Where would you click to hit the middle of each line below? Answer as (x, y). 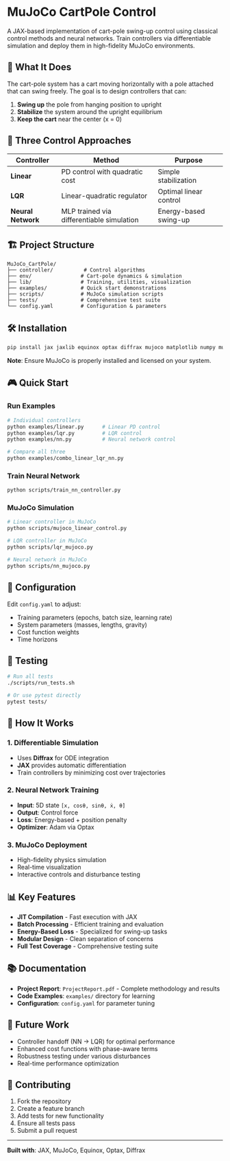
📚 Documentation (47, 969)
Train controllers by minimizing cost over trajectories (91, 772)
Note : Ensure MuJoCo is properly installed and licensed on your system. (109, 361)
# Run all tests (30, 677)
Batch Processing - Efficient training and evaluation (90, 924)
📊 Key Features (41, 897)
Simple (169, 171)
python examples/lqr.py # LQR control (75, 433)
